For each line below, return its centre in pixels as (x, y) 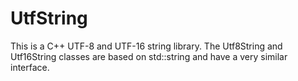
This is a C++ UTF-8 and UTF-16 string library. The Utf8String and (146, 46)
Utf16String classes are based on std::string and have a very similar (149, 56)
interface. (30, 67)
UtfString (49, 18)
